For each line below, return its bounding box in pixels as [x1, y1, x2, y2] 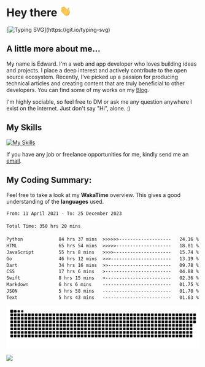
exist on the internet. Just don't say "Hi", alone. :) [6, 104, 131, 112]
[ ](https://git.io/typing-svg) [6, 26, 110, 34]
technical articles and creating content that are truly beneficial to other [6, 79, 185, 87]
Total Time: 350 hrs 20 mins [6, 223, 81, 230]
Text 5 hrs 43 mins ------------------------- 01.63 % [6, 294, 199, 301]
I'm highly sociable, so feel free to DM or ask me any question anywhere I [6, 98, 192, 106]
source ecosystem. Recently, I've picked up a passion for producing [6, 73, 178, 80]
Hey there [6, 6, 58, 20]
